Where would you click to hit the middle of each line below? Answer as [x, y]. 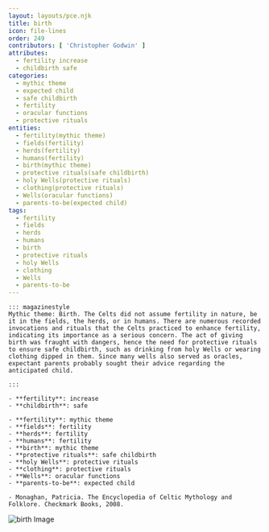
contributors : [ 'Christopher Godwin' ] [77, 46]
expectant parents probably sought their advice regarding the [117, 364]
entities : [25, 128]
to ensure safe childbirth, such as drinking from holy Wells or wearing [135, 350]
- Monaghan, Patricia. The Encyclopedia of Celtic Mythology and [120, 497]
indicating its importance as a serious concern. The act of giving [126, 336]
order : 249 [27, 38]
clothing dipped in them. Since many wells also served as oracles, [126, 357]
